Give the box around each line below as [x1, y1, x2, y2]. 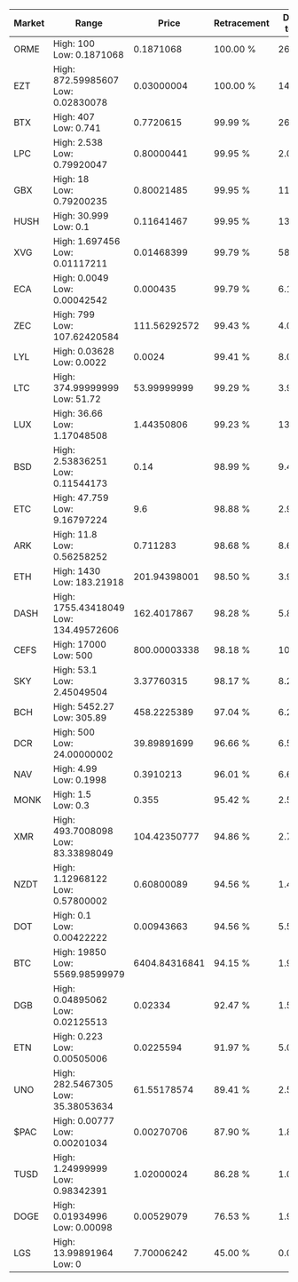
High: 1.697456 [52, 235, 121, 247]
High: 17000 [52, 639, 106, 650]
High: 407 [52, 111, 96, 123]
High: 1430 [52, 565, 101, 577]
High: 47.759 [52, 492, 109, 504]
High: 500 [52, 726, 96, 738]
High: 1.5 [52, 788, 91, 800]
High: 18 [52, 173, 90, 185]
